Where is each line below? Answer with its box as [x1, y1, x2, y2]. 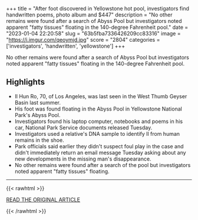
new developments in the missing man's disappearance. [14, 155, 151, 162]
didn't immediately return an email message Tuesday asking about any [14, 149, 187, 156]
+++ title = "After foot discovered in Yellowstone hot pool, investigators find [6, 5, 190, 12]
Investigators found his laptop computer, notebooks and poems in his [14, 118, 183, 125]
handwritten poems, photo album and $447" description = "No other [6, 11, 173, 18]
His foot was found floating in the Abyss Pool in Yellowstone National [14, 105, 183, 112]
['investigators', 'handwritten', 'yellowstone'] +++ [6, 42, 126, 49]
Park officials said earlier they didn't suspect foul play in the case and [14, 142, 184, 149]
